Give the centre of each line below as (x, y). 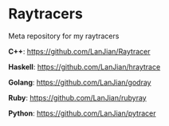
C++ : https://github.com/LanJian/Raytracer (79, 51)
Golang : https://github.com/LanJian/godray (80, 82)
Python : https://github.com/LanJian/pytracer (82, 113)
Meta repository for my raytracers (64, 36)
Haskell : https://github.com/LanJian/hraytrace (84, 67)
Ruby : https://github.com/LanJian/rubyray (77, 97)
